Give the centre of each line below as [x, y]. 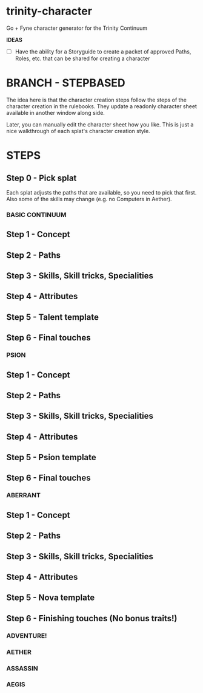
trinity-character [49, 11]
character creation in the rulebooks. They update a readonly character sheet [101, 106]
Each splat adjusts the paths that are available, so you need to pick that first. [101, 192]
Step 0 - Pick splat [42, 178]
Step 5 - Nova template [51, 598]
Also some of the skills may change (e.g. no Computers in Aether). [89, 199]
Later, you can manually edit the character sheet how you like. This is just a [100, 124]
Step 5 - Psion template [52, 457]
